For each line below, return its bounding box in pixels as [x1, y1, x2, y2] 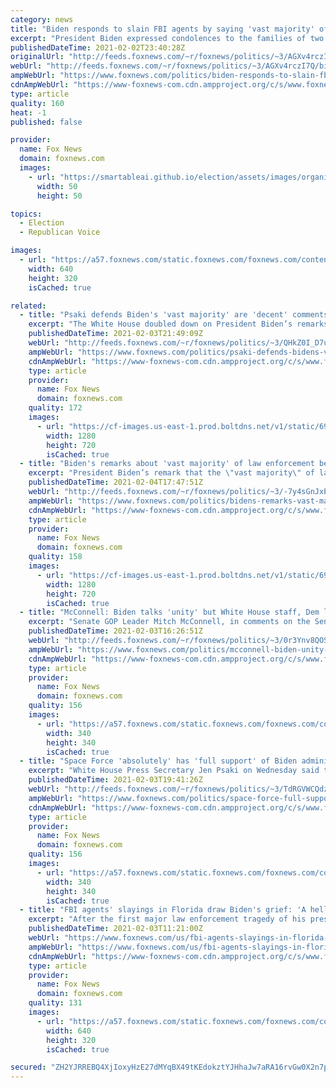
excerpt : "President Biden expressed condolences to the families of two [10, 33, 325, 43]
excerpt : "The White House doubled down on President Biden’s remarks [28, 319, 329, 330]
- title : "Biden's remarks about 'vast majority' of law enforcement [19, 459, 315, 469]
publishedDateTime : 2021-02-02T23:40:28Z [10, 42, 186, 53]
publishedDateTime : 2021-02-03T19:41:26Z [28, 775, 203, 785]
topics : [10, 209, 43, 219]
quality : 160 [10, 98, 65, 108]
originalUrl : [10, 52, 65, 62]
